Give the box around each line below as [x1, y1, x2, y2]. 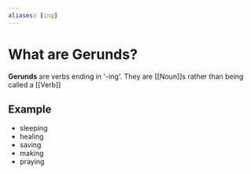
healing [19, 131, 44, 142]
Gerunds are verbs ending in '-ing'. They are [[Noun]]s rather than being [8, 72, 244, 81]
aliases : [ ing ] [8, 11, 58, 20]
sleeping [19, 124, 48, 133]
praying [19, 157, 45, 166]
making [19, 149, 44, 158]
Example [8, 102, 52, 116]
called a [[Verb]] [8, 80, 61, 89]
